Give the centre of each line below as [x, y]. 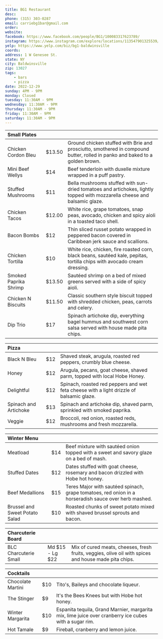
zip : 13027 [16, 69]
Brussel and [21, 507]
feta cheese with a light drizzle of [98, 390]
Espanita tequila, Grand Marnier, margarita [104, 609]
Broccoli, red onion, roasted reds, [98, 418]
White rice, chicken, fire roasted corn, [111, 249]
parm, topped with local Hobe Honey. [103, 376]
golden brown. [84, 161]
